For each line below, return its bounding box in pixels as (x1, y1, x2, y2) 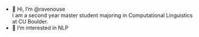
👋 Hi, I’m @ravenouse (11, 6, 66, 12)
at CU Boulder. (11, 18, 49, 25)
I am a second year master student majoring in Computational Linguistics (11, 12, 193, 19)
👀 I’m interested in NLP (11, 24, 69, 31)
